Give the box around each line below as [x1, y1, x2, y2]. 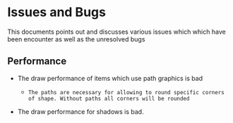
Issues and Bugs [7, 4, 106, 20]
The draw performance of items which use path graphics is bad [17, 74, 203, 82]
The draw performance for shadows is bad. [17, 107, 144, 116]
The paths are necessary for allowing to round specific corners [28, 89, 225, 96]
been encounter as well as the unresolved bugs [7, 34, 145, 43]
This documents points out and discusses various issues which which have [7, 27, 226, 36]
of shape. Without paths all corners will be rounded [28, 95, 190, 102]
